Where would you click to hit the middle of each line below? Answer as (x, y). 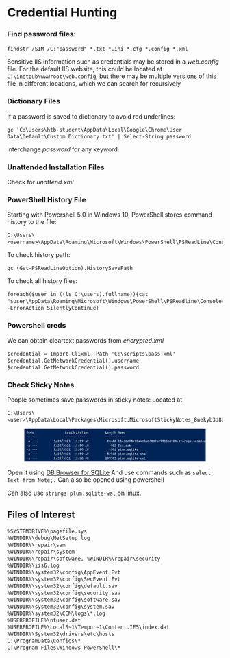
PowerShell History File (47, 200)
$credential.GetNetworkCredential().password (73, 367)
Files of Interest (41, 514)
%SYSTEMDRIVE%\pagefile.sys (47, 532)
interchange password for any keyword (62, 149)
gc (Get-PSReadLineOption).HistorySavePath (70, 269)
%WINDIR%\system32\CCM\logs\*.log (56, 614)
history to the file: (32, 222)
